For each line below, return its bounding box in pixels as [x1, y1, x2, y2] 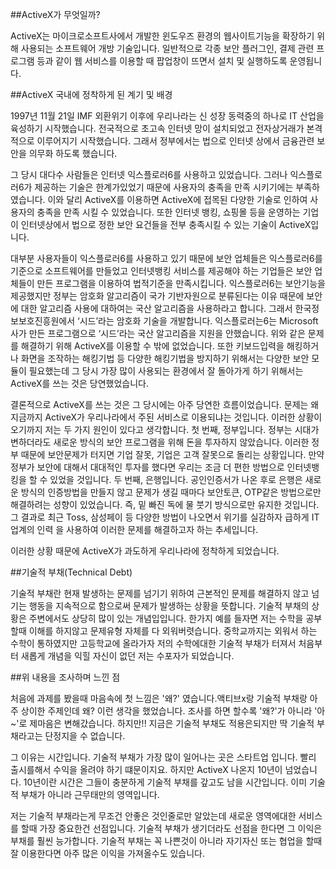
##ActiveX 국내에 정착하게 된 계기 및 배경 [10, 89, 173, 100]
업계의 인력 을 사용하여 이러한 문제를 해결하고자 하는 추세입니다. [10, 524, 259, 535]
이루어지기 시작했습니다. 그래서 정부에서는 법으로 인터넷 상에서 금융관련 [36, 135, 315, 147]
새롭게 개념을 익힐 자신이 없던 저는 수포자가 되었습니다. [20, 650, 235, 662]
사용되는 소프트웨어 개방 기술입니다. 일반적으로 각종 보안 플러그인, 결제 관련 [20, 43, 315, 54]
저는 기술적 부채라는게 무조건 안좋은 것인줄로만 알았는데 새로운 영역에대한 [10, 810, 297, 822]
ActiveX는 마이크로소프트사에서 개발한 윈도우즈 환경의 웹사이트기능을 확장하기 [10, 30, 315, 42]
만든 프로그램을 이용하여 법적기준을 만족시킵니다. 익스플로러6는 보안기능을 [36, 278, 326, 289]
